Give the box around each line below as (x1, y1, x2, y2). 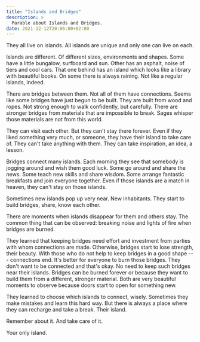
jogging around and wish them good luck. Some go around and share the (6, 164, 186, 172)
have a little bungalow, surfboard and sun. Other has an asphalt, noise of (6, 60, 185, 67)
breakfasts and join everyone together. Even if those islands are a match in (6, 177, 190, 184)
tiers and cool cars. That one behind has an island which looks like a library (6, 66, 191, 74)
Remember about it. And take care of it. (6, 317, 103, 325)
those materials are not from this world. (6, 116, 103, 123)
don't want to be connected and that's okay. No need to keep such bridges (6, 262, 191, 270)
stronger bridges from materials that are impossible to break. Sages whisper (6, 109, 194, 117)
